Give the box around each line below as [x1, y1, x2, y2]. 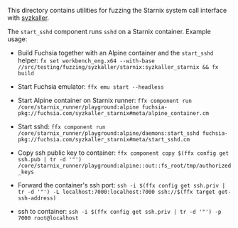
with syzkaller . [7, 13, 50, 22]
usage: [7, 35, 28, 43]
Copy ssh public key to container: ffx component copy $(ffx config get [17, 148, 229, 157]
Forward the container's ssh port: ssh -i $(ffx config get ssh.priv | [17, 181, 226, 189]
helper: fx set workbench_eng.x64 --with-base [17, 56, 155, 65]
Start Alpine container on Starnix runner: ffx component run [17, 96, 192, 104]
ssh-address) [17, 195, 57, 202]
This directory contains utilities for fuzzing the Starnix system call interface [7, 6, 227, 14]
